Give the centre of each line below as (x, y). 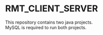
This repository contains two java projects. (49, 22)
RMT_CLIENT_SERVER (52, 9)
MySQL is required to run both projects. (46, 27)
